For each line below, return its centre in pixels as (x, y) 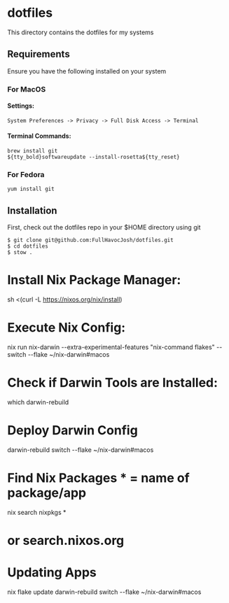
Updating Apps (52, 573)
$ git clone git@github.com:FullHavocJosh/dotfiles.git (90, 240)
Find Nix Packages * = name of (99, 478)
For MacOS (27, 89)
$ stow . (20, 253)
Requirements (39, 54)
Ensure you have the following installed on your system (87, 71)
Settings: (21, 106)
